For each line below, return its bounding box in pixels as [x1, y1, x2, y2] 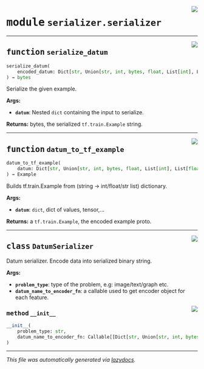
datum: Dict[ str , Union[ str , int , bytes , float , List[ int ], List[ [17, 166, 189, 172]
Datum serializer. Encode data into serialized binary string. [6, 257, 152, 264]
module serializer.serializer [6, 16, 162, 29]
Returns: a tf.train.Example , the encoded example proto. [6, 218, 152, 225]
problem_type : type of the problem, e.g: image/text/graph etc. [15, 280, 169, 288]
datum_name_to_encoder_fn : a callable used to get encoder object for [15, 287, 185, 294]
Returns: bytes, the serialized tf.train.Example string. [6, 120, 143, 128]
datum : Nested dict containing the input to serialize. [15, 109, 144, 116]
